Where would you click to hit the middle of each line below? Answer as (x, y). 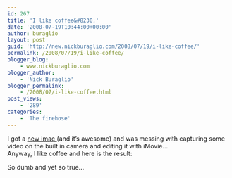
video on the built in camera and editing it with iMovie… (88, 146)
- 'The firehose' (45, 118)
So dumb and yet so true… (46, 167)
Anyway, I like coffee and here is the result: (70, 153)
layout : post (26, 40)
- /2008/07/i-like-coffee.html (66, 92)
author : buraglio (33, 33)
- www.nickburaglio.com (55, 66)
